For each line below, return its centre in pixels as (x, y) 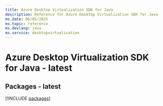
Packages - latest (33, 86)
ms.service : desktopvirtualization (42, 33)
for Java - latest (39, 68)
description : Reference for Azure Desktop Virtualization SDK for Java (81, 14)
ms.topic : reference (27, 24)
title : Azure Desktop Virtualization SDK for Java (59, 10)
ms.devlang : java (23, 28)
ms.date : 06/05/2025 (27, 19)
